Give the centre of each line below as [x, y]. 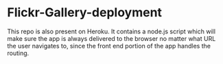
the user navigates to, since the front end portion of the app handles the [109, 46]
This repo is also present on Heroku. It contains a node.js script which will [111, 31]
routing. [18, 53]
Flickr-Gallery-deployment [85, 13]
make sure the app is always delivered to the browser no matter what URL [111, 38]
